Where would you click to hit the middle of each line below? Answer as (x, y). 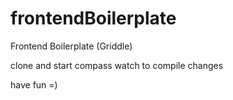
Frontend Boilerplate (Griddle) (71, 46)
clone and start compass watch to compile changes (117, 65)
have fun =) (34, 84)
